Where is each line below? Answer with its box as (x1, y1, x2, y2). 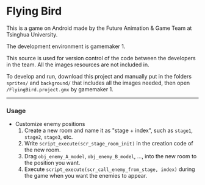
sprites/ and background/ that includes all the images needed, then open (6, 79, 190, 86)
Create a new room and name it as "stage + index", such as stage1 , (24, 127, 193, 134)
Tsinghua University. (6, 30, 58, 38)
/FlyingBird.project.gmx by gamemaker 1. (6, 85, 114, 92)
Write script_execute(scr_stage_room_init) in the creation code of (24, 140, 193, 147)
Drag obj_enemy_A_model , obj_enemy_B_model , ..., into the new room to (24, 153, 197, 160)
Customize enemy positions (15, 120, 85, 128)
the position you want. (24, 159, 81, 167)
